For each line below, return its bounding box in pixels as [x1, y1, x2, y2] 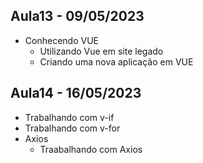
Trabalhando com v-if [24, 111, 115, 123]
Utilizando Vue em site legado [39, 45, 164, 57]
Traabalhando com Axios [39, 143, 143, 155]
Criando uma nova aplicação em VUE [39, 55, 194, 68]
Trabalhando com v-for [24, 122, 121, 134]
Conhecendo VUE [24, 34, 99, 46]
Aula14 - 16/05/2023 [10, 85, 142, 102]
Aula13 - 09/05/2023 [10, 8, 145, 25]
